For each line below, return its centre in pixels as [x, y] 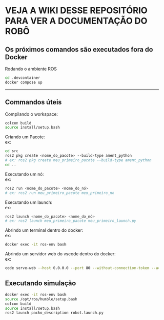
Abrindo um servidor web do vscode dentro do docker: [60, 254]
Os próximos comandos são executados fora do [79, 49]
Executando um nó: [25, 174]
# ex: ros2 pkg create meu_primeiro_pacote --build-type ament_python [78, 160]
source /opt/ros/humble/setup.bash [41, 299]
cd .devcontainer [23, 78]
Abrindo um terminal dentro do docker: [44, 230]
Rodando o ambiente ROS [31, 69]
